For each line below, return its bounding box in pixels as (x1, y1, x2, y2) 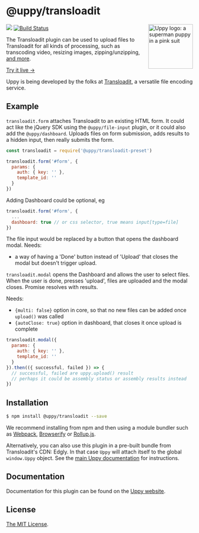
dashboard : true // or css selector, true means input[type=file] (11, 219, 179, 225)
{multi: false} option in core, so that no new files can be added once (14, 307, 187, 314)
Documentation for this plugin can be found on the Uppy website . (6, 487, 166, 494)
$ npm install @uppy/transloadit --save (6, 414, 108, 420)
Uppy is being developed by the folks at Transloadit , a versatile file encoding (6, 78, 193, 85)
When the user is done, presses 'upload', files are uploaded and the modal (6, 277, 188, 284)
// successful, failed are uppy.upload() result (11, 370, 134, 376)
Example (6, 101, 39, 112)
